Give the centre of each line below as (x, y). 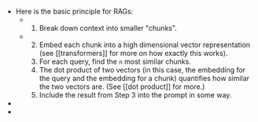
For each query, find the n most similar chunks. (115, 61)
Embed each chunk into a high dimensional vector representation (144, 45)
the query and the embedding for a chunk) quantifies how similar (144, 78)
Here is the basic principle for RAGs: (74, 11)
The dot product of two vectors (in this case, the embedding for (142, 70)
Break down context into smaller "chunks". (108, 28)
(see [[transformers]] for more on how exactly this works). (133, 53)
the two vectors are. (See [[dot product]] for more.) (122, 87)
